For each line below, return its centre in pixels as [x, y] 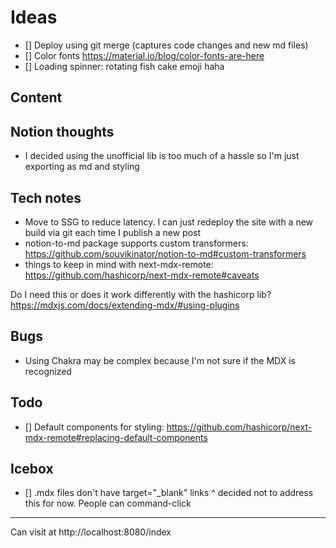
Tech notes [46, 197]
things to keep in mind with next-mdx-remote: [119, 264]
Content [36, 97]
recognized [48, 371]
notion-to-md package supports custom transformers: [136, 243]
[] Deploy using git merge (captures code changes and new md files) [166, 45]
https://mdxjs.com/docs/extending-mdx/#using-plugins [125, 305]
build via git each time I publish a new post [113, 232]
